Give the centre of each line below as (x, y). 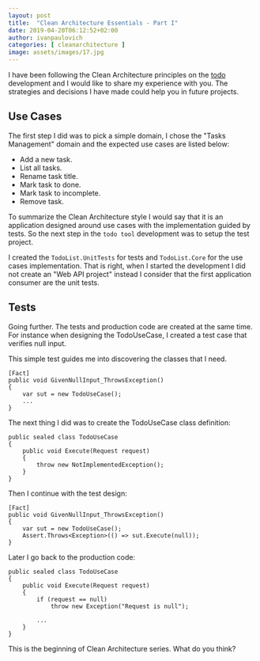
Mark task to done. (50, 184)
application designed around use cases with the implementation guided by (130, 225)
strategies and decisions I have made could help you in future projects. (124, 91)
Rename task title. (49, 176)
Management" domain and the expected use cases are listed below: (119, 144)
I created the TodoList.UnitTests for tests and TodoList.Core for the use (126, 257)
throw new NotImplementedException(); (100, 465)
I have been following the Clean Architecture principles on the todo (117, 75)
